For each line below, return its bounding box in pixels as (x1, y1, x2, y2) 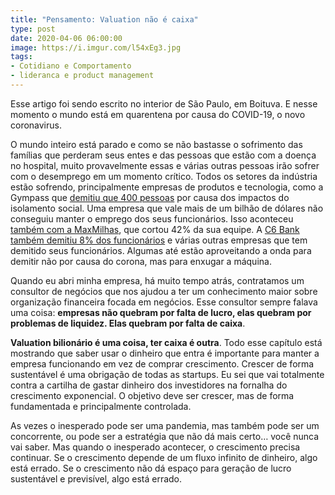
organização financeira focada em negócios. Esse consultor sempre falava (10, 296, 318, 308)
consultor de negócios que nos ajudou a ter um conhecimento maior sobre (10, 285, 318, 297)
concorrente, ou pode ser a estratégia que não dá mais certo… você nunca (10, 430, 320, 442)
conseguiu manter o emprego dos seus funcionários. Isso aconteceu (10, 212, 294, 225)
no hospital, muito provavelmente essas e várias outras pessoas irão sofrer (10, 159, 320, 171)
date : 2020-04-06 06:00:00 (10, 33, 123, 43)
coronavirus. (10, 119, 62, 131)
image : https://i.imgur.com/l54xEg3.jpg (10, 42, 182, 53)
